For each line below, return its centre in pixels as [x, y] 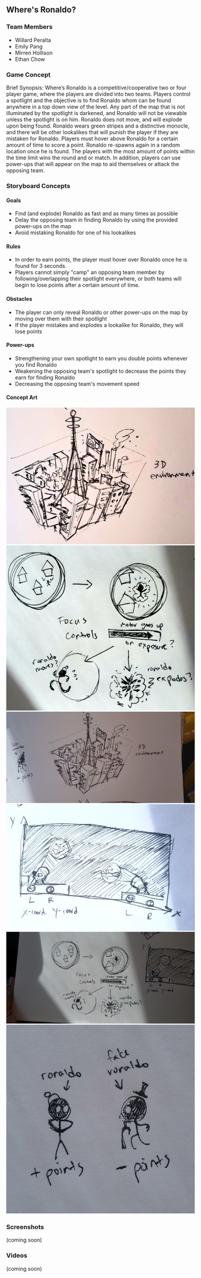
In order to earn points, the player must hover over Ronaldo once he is [101, 259]
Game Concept [28, 74]
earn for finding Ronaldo [45, 377]
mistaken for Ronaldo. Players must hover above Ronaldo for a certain [92, 138]
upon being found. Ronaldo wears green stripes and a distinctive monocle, [98, 126]
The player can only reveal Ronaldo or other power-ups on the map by [101, 312]
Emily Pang [29, 46]
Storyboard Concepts [38, 186]
